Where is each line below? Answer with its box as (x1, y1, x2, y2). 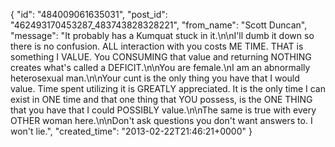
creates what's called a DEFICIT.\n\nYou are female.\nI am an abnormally (10, 62, 311, 73)
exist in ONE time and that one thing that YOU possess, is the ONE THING (10, 94, 313, 105)
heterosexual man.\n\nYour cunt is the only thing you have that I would (10, 72, 300, 84)
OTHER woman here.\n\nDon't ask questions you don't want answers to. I (10, 115, 313, 126)
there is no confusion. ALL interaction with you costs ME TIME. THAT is (10, 40, 304, 52)
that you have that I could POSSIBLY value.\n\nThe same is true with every (10, 104, 317, 116)
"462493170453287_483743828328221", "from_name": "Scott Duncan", (10, 19, 308, 31)
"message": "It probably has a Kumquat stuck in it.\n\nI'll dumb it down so (10, 30, 315, 41)
